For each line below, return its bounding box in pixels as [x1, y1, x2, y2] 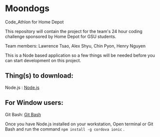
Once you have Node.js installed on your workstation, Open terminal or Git [5, 121, 154, 127]
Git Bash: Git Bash [5, 111, 41, 117]
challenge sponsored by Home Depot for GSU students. [5, 34, 116, 39]
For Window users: [5, 99, 64, 107]
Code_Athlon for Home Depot [5, 19, 64, 25]
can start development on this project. [5, 57, 81, 63]
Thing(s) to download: [5, 71, 74, 80]
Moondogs [5, 3, 50, 14]
